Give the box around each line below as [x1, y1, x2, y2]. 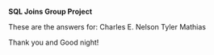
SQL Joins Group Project [8, 7, 93, 16]
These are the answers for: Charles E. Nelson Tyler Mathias [8, 22, 206, 31]
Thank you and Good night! [8, 37, 99, 47]
